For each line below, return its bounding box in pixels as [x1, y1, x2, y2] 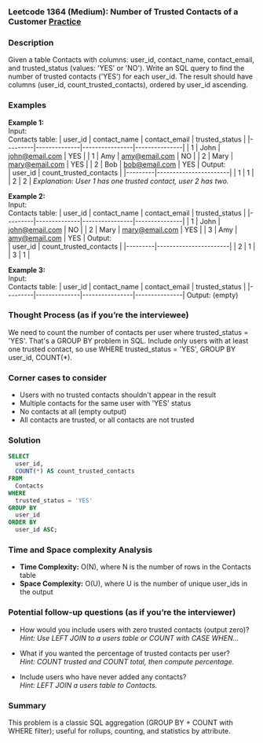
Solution [8, 435, 42, 446]
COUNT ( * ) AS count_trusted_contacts [15, 467, 135, 476]
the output [19, 587, 53, 597]
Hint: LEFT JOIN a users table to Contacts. [19, 680, 158, 690]
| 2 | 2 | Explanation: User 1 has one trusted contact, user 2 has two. [8, 176, 229, 186]
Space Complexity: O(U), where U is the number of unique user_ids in [19, 579, 248, 588]
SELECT [8, 453, 30, 461]
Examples [8, 100, 47, 111]
